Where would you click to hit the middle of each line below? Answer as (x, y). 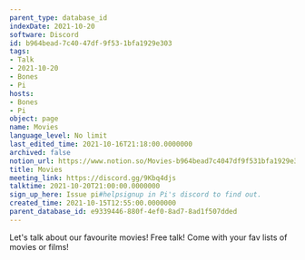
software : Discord (44, 34)
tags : (20, 52)
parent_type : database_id (58, 18)
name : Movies (34, 128)
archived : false (40, 152)
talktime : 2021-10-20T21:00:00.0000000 (85, 187)
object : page (34, 119)
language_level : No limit (58, 136)
